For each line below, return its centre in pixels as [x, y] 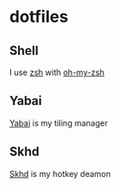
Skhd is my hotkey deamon [60, 173]
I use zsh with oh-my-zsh [57, 72]
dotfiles [39, 17]
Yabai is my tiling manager [59, 123]
